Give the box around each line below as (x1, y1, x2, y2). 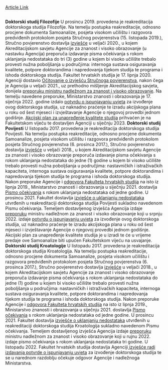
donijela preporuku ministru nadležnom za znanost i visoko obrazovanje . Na (5, 88, 162, 94)
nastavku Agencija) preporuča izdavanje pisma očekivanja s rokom (5, 51, 143, 57)
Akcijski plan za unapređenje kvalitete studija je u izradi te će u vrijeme (5, 232, 151, 238)
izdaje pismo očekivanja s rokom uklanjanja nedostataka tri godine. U (5, 339, 148, 345)
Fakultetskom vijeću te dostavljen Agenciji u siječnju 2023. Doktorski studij (5, 120, 161, 126)
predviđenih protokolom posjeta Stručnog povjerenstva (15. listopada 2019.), (5, 35, 163, 41)
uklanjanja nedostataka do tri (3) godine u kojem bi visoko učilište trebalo (5, 56, 156, 62)
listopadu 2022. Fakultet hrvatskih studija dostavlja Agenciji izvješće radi (5, 344, 155, 350)
